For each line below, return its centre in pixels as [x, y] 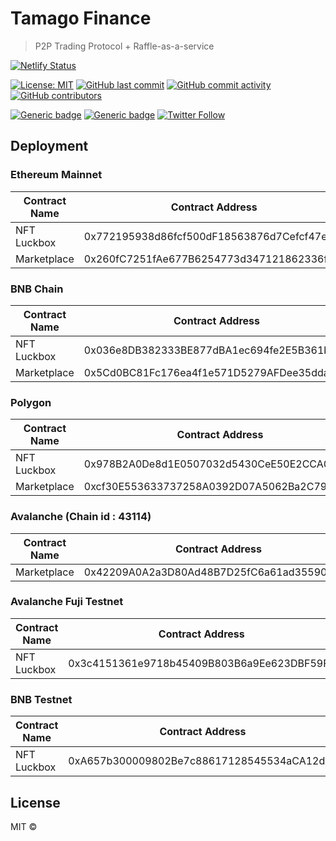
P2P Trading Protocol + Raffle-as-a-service [124, 46]
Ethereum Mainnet [56, 175]
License [35, 802]
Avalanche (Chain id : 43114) [81, 517]
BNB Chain [37, 289]
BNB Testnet [41, 699]
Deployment [49, 146]
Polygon [31, 402]
